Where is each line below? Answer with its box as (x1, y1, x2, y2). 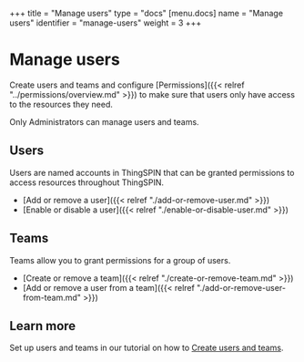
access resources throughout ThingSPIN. (9, 177, 164, 188)
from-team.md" (22, 292, 82, 303)
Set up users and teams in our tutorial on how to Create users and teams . (9, 342, 284, 354)
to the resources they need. (9, 98, 114, 109)
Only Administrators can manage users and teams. (9, 116, 199, 127)
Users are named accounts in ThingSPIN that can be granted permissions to (9, 167, 295, 178)
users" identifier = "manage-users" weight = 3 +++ (9, 17, 202, 28)
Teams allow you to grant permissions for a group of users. (9, 254, 231, 265)
